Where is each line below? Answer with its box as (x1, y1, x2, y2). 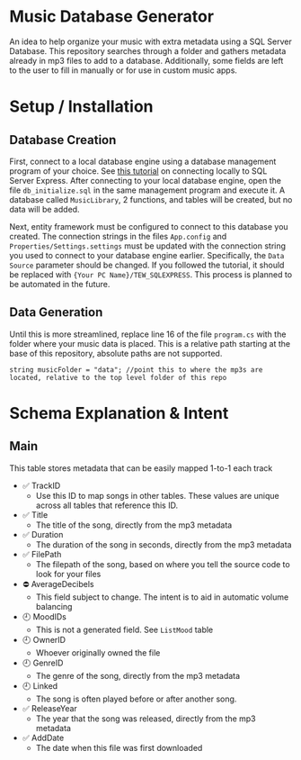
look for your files (35, 568, 102, 579)
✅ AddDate (22, 732, 65, 743)
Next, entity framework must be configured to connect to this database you (9, 221, 289, 231)
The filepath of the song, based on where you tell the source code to (35, 558, 290, 569)
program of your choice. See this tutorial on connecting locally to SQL (9, 165, 268, 176)
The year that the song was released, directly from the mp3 (35, 713, 256, 724)
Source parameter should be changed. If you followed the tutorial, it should (9, 259, 285, 270)
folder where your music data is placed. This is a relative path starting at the (9, 338, 290, 348)
